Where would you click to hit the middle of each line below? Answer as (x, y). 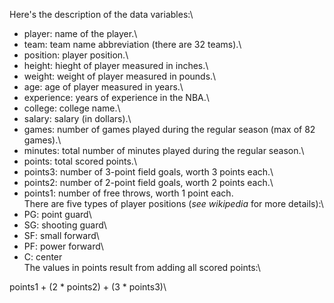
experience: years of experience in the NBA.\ (116, 97)
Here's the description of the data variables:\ (101, 14)
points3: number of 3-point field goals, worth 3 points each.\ (148, 172)
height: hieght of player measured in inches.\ (116, 65)
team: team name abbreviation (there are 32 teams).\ (132, 44)
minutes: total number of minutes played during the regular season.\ (164, 150)
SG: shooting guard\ (65, 225)
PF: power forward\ (63, 246)
